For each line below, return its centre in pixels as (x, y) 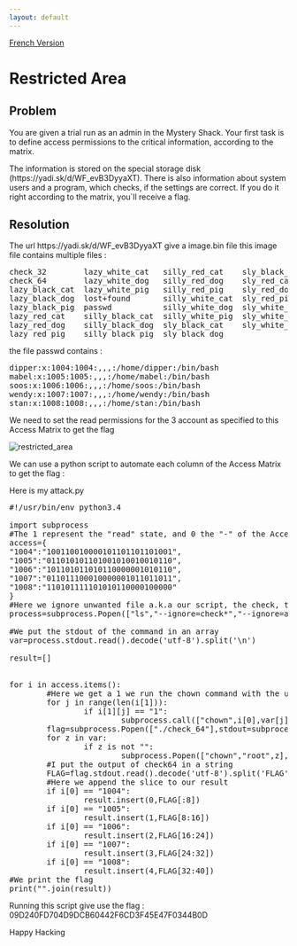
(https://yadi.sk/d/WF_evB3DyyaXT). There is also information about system (148, 177)
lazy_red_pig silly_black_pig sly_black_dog (116, 334)
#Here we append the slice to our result (137, 782)
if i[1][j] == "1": (126, 711)
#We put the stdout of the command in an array (114, 632)
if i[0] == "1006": (88, 827)
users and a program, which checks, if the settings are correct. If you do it (144, 187)
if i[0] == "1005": (88, 809)
